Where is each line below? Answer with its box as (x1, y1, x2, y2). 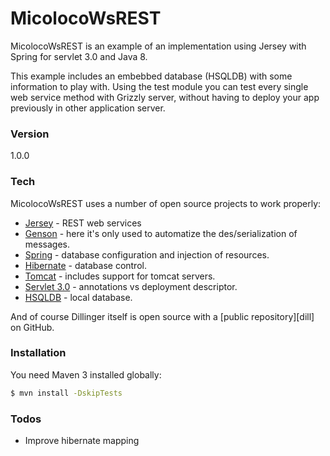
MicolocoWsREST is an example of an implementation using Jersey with (10, 40, 307, 52)
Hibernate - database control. (24, 259, 147, 271)
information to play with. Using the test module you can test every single (10, 80, 309, 92)
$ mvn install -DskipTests (10, 388, 123, 398)
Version (10, 127, 50, 141)
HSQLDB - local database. (24, 291, 133, 303)
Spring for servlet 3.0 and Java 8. (10, 50, 148, 62)
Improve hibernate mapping (24, 435, 140, 446)
